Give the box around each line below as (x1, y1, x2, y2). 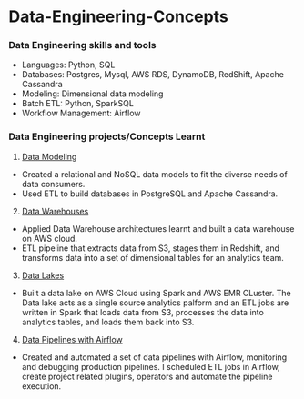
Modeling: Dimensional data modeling (21, 88, 164, 99)
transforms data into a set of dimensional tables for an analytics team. (21, 252, 284, 263)
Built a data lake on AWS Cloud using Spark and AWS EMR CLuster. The (21, 287, 292, 298)
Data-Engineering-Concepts (8, 6, 228, 27)
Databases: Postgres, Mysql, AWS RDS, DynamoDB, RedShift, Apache (21, 69, 284, 80)
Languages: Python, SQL (21, 59, 116, 70)
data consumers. (21, 178, 86, 189)
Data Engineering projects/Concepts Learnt (8, 130, 206, 143)
